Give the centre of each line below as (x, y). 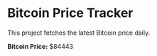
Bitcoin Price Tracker (70, 13)
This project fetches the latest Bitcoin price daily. (79, 33)
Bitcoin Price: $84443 (40, 46)
